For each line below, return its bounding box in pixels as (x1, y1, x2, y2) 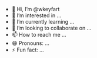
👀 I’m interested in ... (11, 12, 62, 19)
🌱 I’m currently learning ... (11, 18, 75, 25)
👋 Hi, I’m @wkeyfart (11, 6, 60, 12)
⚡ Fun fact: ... (11, 46, 44, 53)
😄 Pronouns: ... (11, 40, 50, 47)
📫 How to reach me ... (11, 31, 66, 38)
